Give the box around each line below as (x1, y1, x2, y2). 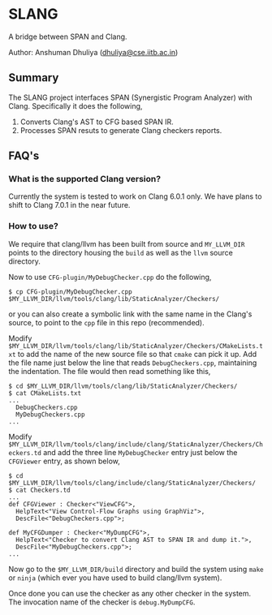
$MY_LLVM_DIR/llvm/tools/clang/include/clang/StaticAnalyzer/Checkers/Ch (8, 440, 264, 449)
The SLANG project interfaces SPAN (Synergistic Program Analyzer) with (8, 92, 253, 102)
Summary (8, 71, 59, 85)
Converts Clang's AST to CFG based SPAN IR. (19, 117, 175, 127)
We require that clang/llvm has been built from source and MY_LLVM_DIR (8, 239, 245, 248)
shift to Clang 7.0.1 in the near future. (8, 200, 131, 210)
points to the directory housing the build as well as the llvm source (8, 247, 233, 257)
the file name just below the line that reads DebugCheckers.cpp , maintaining (8, 358, 257, 368)
